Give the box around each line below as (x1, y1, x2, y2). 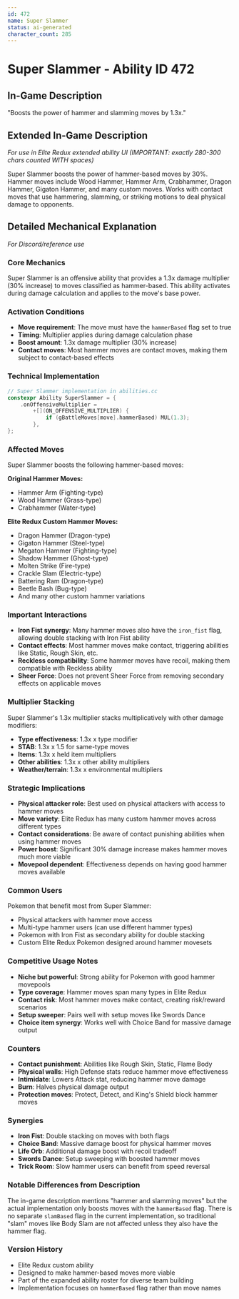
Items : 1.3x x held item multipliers (17, 750, 116, 759)
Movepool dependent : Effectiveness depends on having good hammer (17, 860, 227, 869)
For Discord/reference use (7, 239, 85, 248)
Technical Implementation (7, 371, 100, 381)
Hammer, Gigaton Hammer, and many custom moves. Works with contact (7, 185, 223, 194)
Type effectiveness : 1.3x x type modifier (17, 734, 138, 744)
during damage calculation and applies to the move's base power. (7, 289, 201, 297)
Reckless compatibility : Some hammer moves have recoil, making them (17, 656, 230, 665)
